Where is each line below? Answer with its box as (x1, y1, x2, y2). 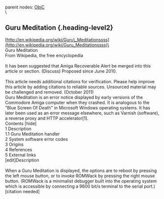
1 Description (5, 126, 32, 132)
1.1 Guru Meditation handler (5, 131, 60, 137)
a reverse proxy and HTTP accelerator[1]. (5, 115, 89, 121)
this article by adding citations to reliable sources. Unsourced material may (5, 84, 156, 90)
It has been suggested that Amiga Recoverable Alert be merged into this (5, 63, 151, 68)
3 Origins (5, 141, 24, 147)
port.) (144, 183, 156, 189)
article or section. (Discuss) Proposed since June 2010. (5, 68, 117, 74)
